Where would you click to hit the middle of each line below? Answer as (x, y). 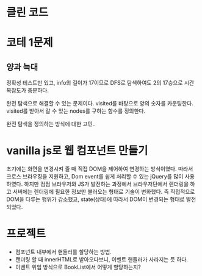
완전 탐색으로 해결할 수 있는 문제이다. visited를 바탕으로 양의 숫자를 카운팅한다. (100, 104)
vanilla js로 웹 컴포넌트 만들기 (77, 151)
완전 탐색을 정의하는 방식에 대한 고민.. (51, 124)
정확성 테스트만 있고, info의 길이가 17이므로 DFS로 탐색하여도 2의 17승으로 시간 (100, 83)
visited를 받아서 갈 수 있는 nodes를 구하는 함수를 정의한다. (76, 111)
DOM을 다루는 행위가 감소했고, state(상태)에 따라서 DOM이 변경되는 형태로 (96, 199)
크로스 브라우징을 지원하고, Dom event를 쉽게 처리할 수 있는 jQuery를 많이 (95, 177)
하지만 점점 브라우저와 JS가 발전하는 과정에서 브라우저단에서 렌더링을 (106, 184)
